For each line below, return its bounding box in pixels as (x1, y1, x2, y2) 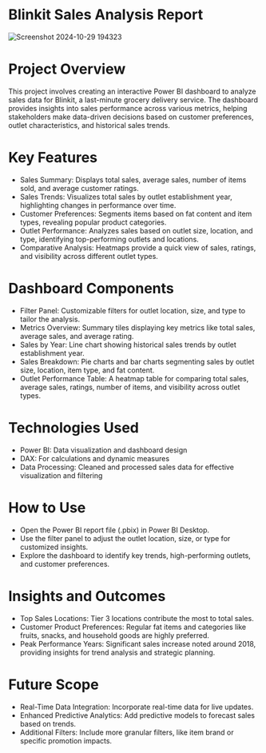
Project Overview (8, 60, 126, 78)
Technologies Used (8, 418, 140, 436)
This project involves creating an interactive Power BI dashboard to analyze (8, 86, 257, 96)
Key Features (8, 149, 98, 167)
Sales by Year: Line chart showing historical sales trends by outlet (19, 340, 237, 349)
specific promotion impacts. (19, 735, 113, 745)
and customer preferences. (19, 559, 110, 568)
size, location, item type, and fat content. (19, 365, 155, 375)
